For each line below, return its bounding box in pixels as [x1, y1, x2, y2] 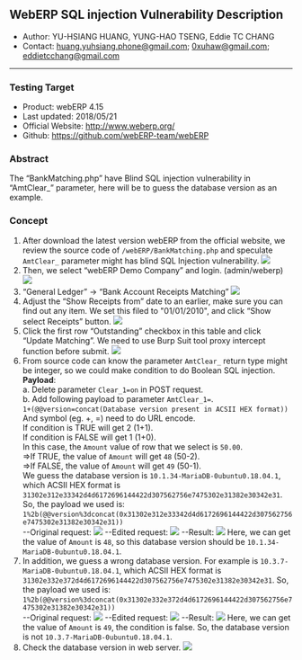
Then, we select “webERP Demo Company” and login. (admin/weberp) [22, 264, 284, 275]
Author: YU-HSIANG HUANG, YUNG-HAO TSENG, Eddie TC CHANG [22, 31, 275, 41]
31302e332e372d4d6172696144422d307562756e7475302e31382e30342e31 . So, [22, 575, 289, 585]
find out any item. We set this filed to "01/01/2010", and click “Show [22, 305, 271, 316]
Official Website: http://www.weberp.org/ [22, 120, 175, 131]
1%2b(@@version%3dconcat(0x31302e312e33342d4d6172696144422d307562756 [22, 510, 293, 519]
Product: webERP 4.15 [22, 102, 104, 112]
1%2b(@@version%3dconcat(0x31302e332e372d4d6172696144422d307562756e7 [22, 595, 293, 604]
